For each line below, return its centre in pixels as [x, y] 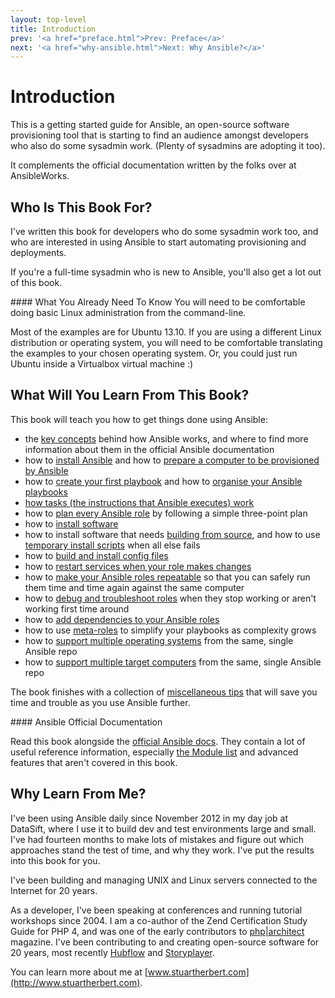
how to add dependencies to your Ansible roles [122, 619]
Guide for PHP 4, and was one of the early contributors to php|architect [157, 931]
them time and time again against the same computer [134, 587]
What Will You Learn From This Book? [130, 395]
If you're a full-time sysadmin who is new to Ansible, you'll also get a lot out [166, 272]
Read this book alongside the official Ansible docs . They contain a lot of [158, 741]
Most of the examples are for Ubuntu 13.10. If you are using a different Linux [166, 332]
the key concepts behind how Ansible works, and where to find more [166, 438]
